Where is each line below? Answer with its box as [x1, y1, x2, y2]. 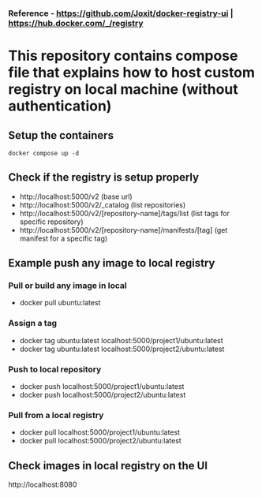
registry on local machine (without [8, 80, 238, 99]
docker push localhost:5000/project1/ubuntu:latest [19, 382, 185, 391]
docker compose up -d [8, 149, 80, 157]
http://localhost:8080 [8, 480, 77, 489]
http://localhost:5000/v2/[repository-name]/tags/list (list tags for [19, 208, 230, 218]
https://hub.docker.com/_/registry [8, 17, 144, 28]
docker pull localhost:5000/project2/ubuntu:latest [19, 436, 182, 446]
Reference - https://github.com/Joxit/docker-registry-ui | [8, 8, 234, 19]
